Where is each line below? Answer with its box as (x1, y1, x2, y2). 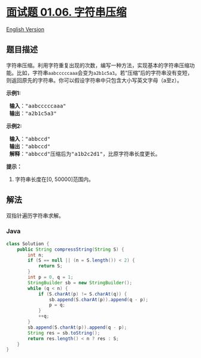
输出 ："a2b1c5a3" (9, 110, 57, 117)
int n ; (28, 252, 44, 258)
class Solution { (6, 240, 50, 246)
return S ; (38, 263, 63, 269)
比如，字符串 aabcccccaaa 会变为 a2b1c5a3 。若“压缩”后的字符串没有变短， (16, 69, 193, 76)
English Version (6, 25, 45, 33)
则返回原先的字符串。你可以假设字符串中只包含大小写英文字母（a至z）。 (6, 76, 182, 84)
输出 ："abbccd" (9, 143, 51, 150)
